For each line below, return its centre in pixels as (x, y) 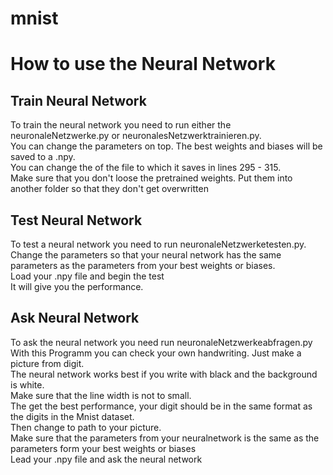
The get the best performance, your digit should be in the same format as (161, 406)
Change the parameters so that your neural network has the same (146, 255)
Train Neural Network (78, 100)
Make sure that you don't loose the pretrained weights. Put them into (151, 178)
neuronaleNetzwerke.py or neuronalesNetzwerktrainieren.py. (136, 136)
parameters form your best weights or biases (103, 448)
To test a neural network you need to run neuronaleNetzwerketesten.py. (158, 244)
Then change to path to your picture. (86, 427)
